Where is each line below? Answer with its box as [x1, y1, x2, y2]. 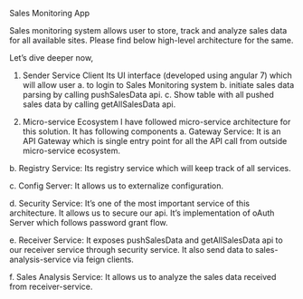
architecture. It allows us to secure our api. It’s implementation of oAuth [9, 207, 275, 218]
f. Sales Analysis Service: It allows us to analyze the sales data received [9, 272, 277, 282]
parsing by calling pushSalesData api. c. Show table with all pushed [22, 90, 274, 100]
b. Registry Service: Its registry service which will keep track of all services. [9, 163, 291, 173]
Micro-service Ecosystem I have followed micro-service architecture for [22, 117, 291, 127]
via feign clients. [72, 254, 134, 265]
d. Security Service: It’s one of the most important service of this [9, 198, 251, 208]
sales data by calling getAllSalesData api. [22, 99, 176, 110]
